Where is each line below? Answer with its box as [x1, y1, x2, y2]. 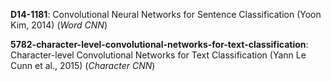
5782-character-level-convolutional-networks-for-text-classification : [10, 39, 309, 50]
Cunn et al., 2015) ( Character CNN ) [10, 60, 156, 71]
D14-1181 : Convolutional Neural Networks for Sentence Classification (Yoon [10, 9, 322, 20]
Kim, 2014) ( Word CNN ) [10, 19, 108, 31]
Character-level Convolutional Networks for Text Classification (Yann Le [10, 49, 307, 61]
